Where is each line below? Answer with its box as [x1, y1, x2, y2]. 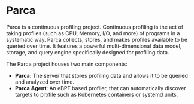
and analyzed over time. [14, 78, 75, 85]
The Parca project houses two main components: [6, 60, 128, 68]
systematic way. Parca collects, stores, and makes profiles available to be [6, 36, 187, 43]
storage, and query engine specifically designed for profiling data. [6, 48, 169, 56]
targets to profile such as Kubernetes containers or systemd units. [14, 91, 178, 98]
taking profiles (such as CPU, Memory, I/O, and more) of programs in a [6, 29, 180, 36]
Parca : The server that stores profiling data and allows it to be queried [14, 72, 189, 79]
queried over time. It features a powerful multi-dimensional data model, [6, 42, 182, 50]
